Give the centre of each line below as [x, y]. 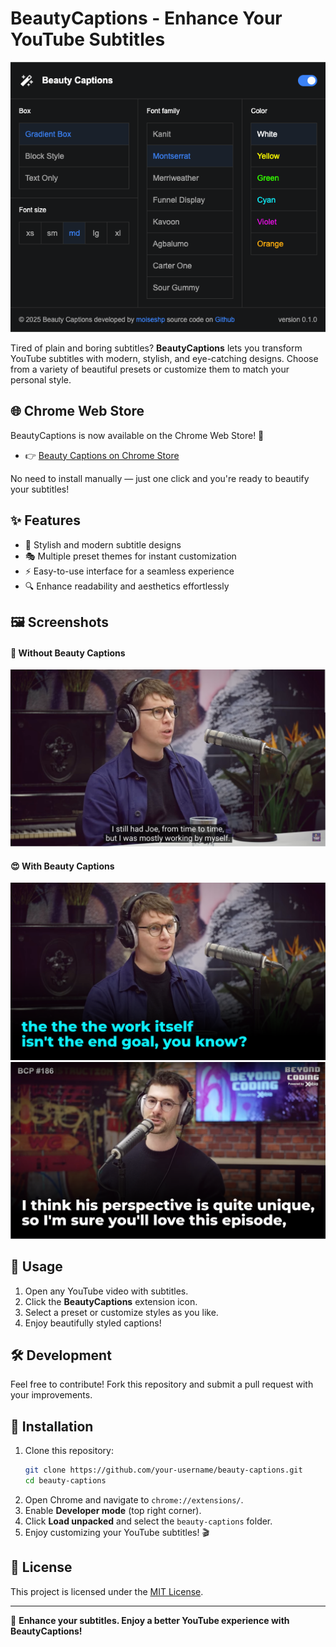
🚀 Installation [52, 1426]
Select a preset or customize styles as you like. [121, 1312]
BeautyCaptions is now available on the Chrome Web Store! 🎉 [137, 435]
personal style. [41, 379]
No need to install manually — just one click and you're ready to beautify [160, 478]
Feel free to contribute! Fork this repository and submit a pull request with [162, 1384]
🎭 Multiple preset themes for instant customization [130, 556]
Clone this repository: [69, 1451]
